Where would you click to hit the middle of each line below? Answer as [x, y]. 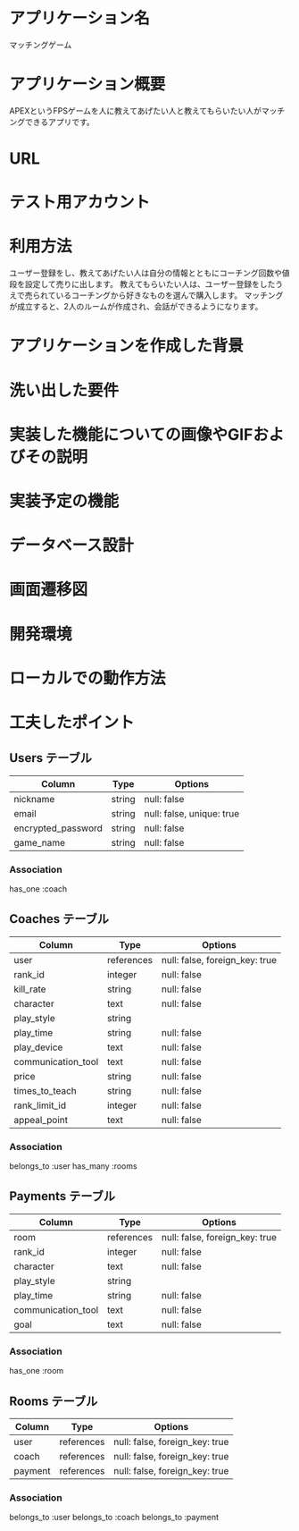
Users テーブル [50, 758]
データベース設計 [71, 546]
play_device [38, 1047]
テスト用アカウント [80, 203]
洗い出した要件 [64, 390]
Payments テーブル [62, 1196]
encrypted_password [58, 828]
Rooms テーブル [54, 1401]
